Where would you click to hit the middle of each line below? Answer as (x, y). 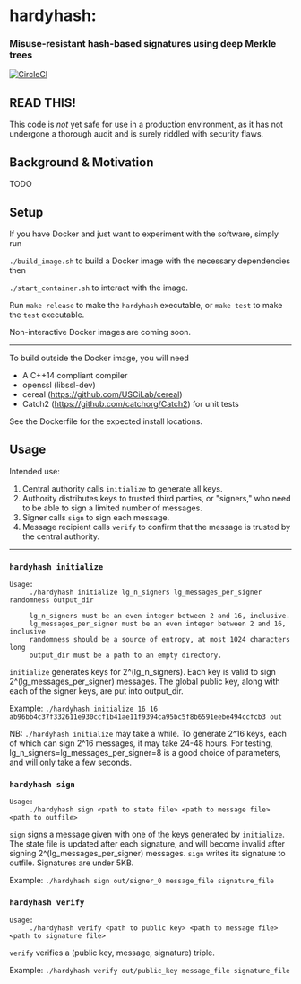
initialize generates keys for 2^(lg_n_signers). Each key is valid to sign (142, 672)
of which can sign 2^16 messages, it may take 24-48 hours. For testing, (141, 743)
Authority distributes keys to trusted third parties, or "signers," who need (156, 498)
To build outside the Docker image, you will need (99, 358)
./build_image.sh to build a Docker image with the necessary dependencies (150, 261)
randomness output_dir (52, 600)
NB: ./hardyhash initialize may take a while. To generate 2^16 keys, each (148, 734)
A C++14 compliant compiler (75, 375)
